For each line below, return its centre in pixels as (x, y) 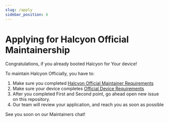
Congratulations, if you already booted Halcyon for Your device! (71, 64)
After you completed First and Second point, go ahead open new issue (86, 94)
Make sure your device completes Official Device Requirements (78, 89)
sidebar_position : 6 (27, 15)
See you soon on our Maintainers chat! (45, 114)
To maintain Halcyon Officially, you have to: (50, 74)
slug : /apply (19, 10)
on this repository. (31, 99)
